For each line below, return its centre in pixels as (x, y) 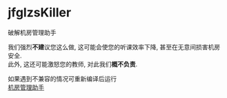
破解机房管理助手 (32, 32)
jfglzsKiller (40, 13)
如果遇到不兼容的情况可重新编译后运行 (62, 78)
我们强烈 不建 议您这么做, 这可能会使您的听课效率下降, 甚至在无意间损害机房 (114, 47)
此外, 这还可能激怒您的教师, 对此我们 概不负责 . (72, 64)
